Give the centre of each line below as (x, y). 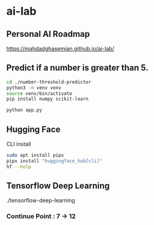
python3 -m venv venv (34, 88)
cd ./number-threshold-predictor (49, 82)
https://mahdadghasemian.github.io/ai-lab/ (61, 48)
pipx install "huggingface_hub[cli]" (54, 161)
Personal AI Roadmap (48, 34)
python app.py (24, 110)
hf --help (19, 167)
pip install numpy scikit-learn (47, 99)
